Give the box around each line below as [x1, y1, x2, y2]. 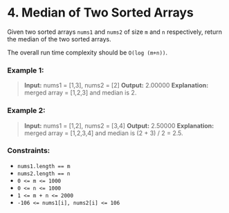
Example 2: [7, 105, 46, 115]
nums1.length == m [17, 163, 71, 170]
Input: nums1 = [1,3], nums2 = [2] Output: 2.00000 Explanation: [24, 81, 209, 90]
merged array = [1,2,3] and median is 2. [24, 88, 137, 97]
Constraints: [7, 146, 51, 156]
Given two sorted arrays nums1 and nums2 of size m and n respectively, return [7, 28, 223, 36]
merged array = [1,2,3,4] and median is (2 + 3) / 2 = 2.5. [24, 129, 183, 137]
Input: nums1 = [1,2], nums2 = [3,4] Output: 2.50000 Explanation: [24, 121, 214, 130]
